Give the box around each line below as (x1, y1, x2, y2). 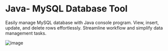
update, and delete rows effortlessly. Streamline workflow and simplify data (5, 24, 163, 30)
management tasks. (5, 30, 47, 36)
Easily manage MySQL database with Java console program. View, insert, (5, 19, 159, 25)
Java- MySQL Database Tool (5, 3, 128, 14)
